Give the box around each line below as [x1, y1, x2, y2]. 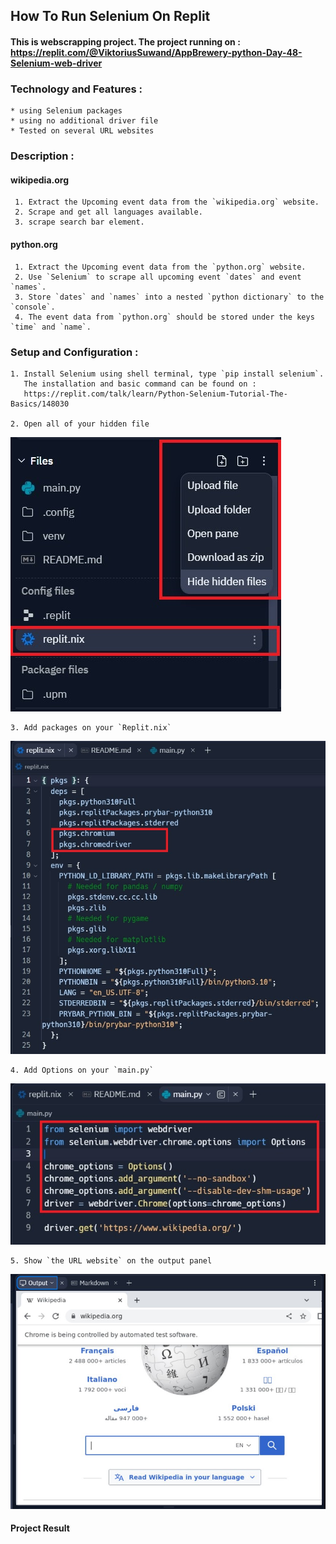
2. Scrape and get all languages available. [14, 207, 203, 218]
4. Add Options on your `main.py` [10, 1065, 155, 1076]
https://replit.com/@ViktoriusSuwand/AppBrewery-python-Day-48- [10, 46, 303, 58]
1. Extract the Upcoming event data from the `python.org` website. [14, 262, 307, 272]
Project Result [10, 1522, 70, 1534]
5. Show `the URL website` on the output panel [10, 1255, 213, 1266]
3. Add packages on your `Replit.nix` [10, 722, 172, 733]
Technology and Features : [10, 82, 143, 96]
